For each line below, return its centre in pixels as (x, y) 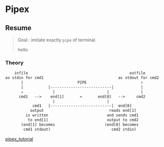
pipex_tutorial (19, 139)
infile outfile (80, 73)
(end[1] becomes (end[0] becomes (80, 124)
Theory (14, 62)
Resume (18, 28)
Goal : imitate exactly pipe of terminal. (57, 40)
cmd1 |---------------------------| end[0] (82, 106)
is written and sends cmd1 (82, 115)
